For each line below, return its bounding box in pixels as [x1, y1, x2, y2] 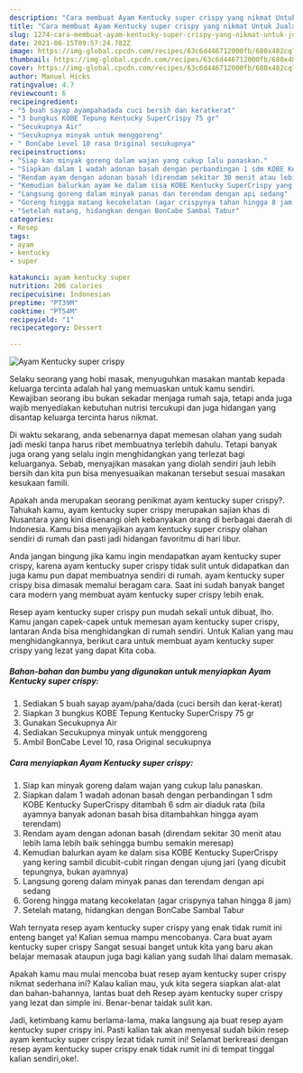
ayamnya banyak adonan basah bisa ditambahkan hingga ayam [22, 809, 259, 820]
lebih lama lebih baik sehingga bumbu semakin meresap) [22, 837, 234, 849]
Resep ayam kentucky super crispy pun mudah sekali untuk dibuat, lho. [9, 607, 275, 618]
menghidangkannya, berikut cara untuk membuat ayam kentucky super [9, 636, 275, 647]
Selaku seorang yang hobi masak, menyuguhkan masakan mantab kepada [9, 374, 286, 385]
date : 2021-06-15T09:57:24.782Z [9, 38, 131, 48]
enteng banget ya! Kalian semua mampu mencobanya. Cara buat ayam [9, 932, 273, 943]
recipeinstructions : [9, 147, 87, 156]
